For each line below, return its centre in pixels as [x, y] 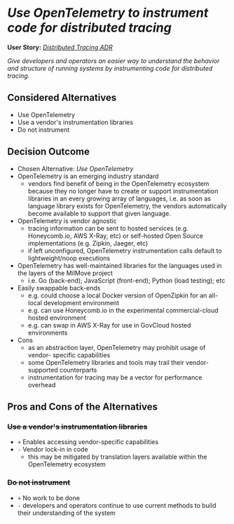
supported [43, 370]
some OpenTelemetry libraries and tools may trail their [106, 362]
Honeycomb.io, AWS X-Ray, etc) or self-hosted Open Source [116, 236]
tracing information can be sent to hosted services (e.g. [108, 228]
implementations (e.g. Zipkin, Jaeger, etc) [88, 243]
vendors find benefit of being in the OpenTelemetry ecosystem [118, 183]
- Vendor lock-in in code [53, 450]
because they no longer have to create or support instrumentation [123, 191]
